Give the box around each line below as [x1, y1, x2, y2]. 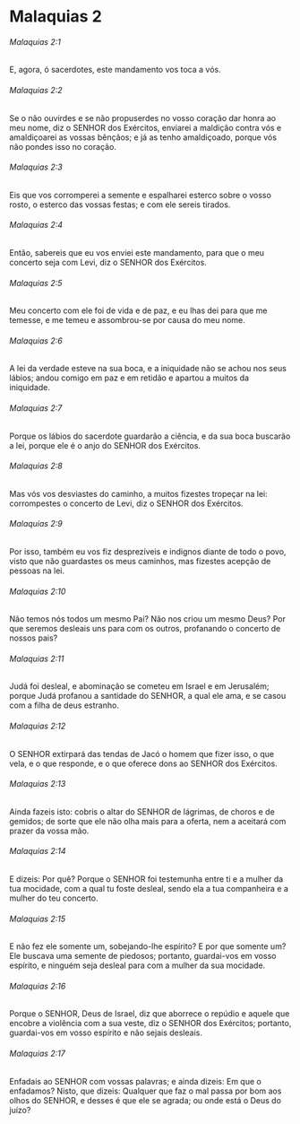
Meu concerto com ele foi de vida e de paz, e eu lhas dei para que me [9, 305, 268, 316]
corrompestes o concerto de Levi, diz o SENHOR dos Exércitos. [9, 498, 244, 509]
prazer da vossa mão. [9, 825, 90, 836]
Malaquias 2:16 [9, 980, 66, 991]
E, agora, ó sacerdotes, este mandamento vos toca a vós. [9, 65, 221, 75]
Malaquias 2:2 [9, 84, 63, 95]
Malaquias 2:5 [9, 277, 63, 288]
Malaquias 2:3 [9, 161, 63, 172]
